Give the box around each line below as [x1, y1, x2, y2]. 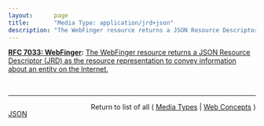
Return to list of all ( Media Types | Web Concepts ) [90, 102, 256, 112]
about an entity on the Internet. [8, 65, 108, 74]
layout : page [8, 11, 68, 20]
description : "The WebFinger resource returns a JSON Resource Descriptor [8, 26, 258, 34]
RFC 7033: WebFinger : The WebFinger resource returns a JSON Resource [8, 48, 251, 57]
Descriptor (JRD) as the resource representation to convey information [8, 56, 237, 65]
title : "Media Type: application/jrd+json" [8, 19, 174, 27]
